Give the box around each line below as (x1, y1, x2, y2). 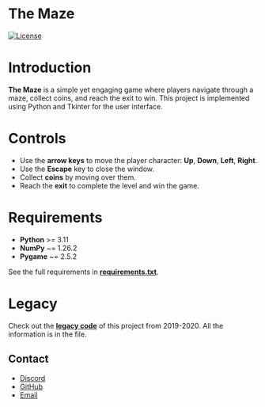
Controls (8, 130, 66, 147)
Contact (8, 352, 49, 366)
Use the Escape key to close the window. (19, 164, 154, 173)
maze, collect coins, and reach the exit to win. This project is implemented (8, 93, 250, 103)
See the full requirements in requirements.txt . (8, 267, 159, 276)
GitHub (19, 382, 44, 391)
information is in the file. (8, 329, 87, 339)
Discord (19, 373, 46, 382)
